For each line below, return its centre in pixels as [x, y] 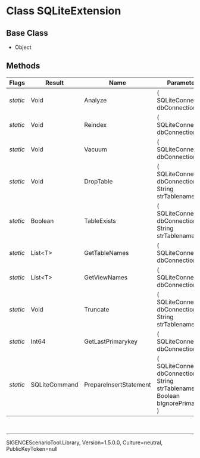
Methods [23, 66]
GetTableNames [107, 253]
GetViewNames [106, 277]
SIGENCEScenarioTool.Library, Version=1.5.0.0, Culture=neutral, [85, 443]
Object [23, 47]
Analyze [96, 100]
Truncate [97, 309]
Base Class [27, 33]
